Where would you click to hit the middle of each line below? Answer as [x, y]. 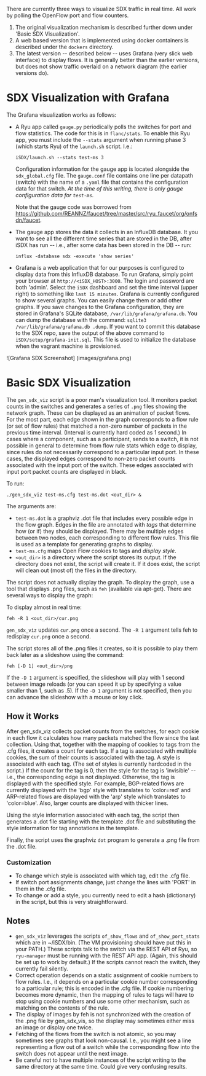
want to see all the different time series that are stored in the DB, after [103, 238]
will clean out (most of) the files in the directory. [76, 570]
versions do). [32, 73]
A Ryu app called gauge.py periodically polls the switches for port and [103, 127]
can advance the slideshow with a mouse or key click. [75, 697]
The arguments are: [31, 506]
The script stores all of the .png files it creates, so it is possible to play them [102, 648]
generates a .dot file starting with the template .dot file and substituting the [101, 821]
